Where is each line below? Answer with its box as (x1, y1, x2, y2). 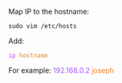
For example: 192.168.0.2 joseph (8, 65, 115, 75)
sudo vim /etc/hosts (8, 22, 78, 30)
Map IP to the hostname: (8, 7, 90, 16)
